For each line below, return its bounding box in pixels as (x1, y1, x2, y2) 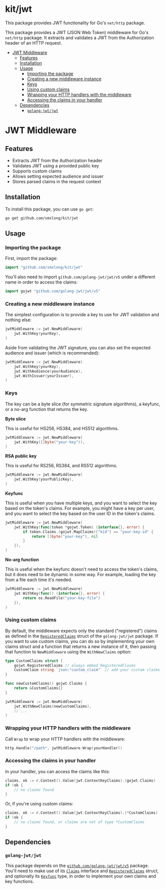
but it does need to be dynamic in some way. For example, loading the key (5, 572, 157, 578)
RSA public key (5, 453, 37, 459)
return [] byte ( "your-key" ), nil (31, 534, 98, 539)
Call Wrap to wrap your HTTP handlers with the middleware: (5, 736, 125, 742)
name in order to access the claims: (5, 279, 78, 285)
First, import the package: (5, 255, 58, 261)
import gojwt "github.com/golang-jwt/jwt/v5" (5, 289, 100, 294)
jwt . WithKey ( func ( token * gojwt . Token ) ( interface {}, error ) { (14, 525, 145, 530)
